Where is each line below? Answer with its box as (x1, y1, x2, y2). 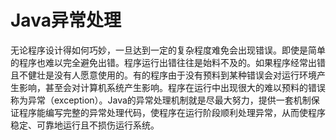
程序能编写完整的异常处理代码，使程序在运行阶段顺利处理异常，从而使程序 (18, 106, 326, 118)
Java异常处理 (10, 9, 122, 32)
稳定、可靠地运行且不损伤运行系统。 (10, 119, 160, 131)
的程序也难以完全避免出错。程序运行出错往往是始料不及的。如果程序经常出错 (10, 56, 326, 68)
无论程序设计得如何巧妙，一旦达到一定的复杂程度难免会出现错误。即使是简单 (10, 44, 326, 56)
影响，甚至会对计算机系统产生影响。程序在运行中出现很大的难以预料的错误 (18, 81, 326, 93)
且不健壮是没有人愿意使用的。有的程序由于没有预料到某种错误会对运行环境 (10, 69, 317, 81)
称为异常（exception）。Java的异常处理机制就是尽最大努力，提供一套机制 (10, 94, 312, 106)
